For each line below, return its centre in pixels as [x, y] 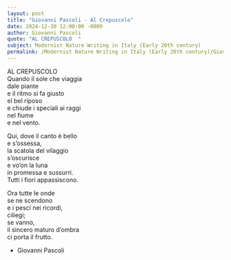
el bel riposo [25, 100]
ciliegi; [16, 215]
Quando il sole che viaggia [45, 78]
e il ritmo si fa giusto [36, 93]
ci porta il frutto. [30, 237]
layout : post [26, 13]
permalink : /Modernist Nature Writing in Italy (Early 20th [95, 52]
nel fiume [21, 115]
